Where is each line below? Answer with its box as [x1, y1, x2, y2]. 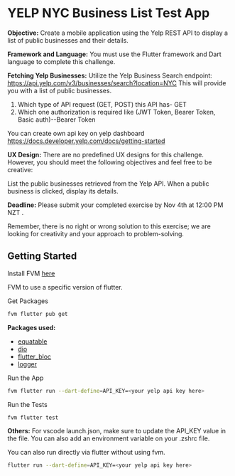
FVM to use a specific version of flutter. [7, 282, 123, 291]
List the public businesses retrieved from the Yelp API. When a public [7, 179, 209, 188]
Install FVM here [7, 269, 55, 277]
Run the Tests [7, 400, 48, 408]
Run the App [7, 374, 44, 382]
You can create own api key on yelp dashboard [7, 129, 145, 137]
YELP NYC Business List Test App [7, 5, 210, 21]
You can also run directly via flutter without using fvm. [7, 448, 165, 457]
